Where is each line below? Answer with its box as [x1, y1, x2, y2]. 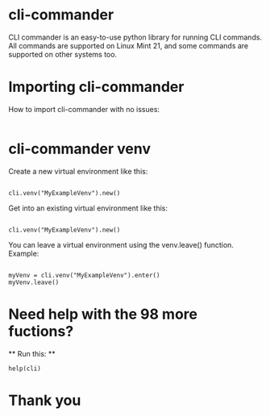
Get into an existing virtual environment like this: [8, 203, 168, 213]
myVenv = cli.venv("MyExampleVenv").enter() [8, 271, 160, 279]
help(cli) [8, 365, 42, 373]
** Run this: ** [8, 348, 56, 358]
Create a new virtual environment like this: [8, 166, 148, 176]
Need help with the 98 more [8, 305, 197, 323]
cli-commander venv [8, 140, 152, 158]
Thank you [8, 391, 81, 409]
